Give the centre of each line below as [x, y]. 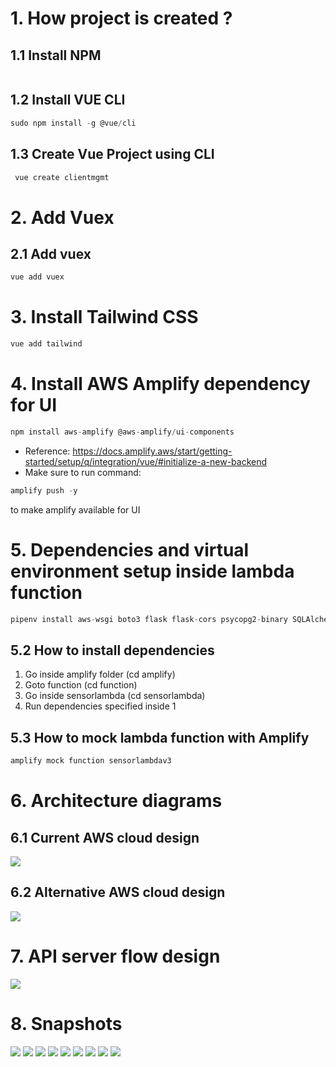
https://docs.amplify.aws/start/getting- [152, 451]
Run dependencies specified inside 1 [100, 706]
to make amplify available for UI [75, 509]
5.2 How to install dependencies [112, 650]
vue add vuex [37, 277]
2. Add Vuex [62, 217]
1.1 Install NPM [56, 55]
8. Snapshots [66, 1024]
